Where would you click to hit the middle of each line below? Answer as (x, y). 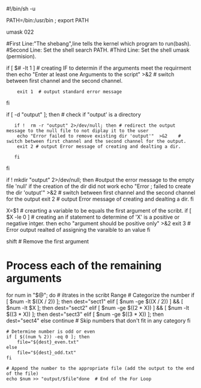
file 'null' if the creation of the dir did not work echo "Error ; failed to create (98, 186)
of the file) (22, 374)
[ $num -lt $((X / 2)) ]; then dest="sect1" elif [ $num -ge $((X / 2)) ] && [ (95, 301)
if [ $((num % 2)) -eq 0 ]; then (48, 337)
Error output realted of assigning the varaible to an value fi (78, 230)
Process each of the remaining (84, 266)
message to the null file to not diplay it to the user (77, 131)
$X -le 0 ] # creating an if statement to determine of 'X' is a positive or (93, 217)
